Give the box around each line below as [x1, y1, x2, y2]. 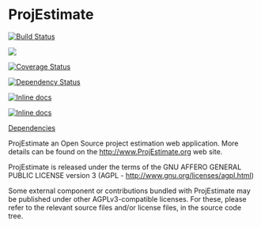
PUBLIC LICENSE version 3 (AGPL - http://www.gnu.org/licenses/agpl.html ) [8, 170, 255, 180]
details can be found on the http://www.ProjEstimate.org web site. [8, 146, 223, 156]
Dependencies [8, 123, 56, 132]
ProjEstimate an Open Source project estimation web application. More [8, 138, 239, 148]
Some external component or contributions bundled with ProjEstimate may [8, 186, 251, 195]
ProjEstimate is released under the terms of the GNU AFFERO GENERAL [8, 162, 242, 172]
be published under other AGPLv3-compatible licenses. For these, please [8, 194, 247, 203]
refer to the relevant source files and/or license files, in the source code [8, 202, 242, 212]
